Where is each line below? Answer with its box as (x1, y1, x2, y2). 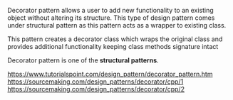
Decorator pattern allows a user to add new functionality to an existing (7, 6, 214, 14)
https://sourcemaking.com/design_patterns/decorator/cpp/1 (7, 77, 184, 86)
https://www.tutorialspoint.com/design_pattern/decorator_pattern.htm (7, 70, 213, 78)
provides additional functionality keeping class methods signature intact (7, 43, 219, 50)
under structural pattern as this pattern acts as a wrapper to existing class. (7, 21, 227, 29)
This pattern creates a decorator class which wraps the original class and (7, 35, 223, 43)
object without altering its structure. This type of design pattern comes (7, 13, 215, 22)
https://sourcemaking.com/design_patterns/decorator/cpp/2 (7, 85, 185, 93)
